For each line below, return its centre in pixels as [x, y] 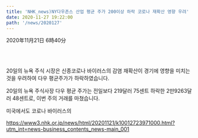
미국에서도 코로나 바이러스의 [39, 111]
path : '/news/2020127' [34, 23]
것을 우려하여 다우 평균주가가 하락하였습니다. [58, 79]
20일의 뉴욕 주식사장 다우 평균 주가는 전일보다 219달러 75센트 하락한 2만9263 [97, 91]
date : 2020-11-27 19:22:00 [40, 17]
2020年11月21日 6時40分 [36, 40]
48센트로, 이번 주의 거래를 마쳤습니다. [56, 98]
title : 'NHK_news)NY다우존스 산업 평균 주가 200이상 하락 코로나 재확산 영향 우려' [98, 12]
